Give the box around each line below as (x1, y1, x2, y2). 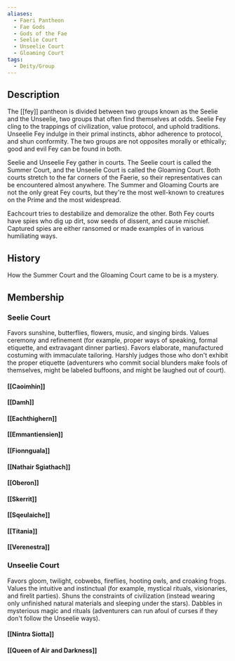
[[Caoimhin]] (7, 382, 46, 391)
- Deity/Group (13, 63, 55, 70)
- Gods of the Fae (13, 30, 68, 37)
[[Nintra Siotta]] (7, 630, 55, 638)
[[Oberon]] (7, 479, 39, 487)
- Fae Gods (13, 23, 46, 30)
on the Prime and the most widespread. (7, 196, 121, 204)
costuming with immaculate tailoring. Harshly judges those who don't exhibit (7, 351, 229, 359)
